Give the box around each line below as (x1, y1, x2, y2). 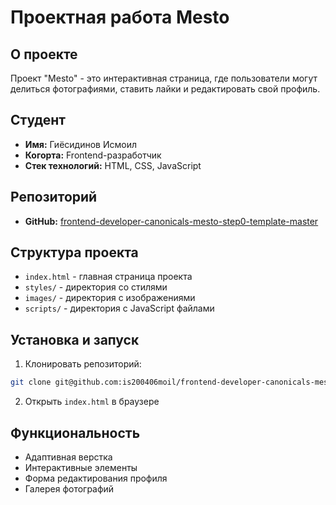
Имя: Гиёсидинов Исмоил (24, 138, 137, 150)
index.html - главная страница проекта (24, 271, 193, 283)
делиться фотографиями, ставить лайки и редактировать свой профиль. (10, 83, 321, 95)
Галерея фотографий (24, 482, 115, 495)
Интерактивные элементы (24, 461, 138, 473)
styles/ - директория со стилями (24, 281, 168, 293)
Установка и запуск (10, 331, 140, 348)
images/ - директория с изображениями (24, 292, 196, 304)
